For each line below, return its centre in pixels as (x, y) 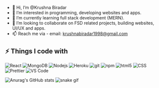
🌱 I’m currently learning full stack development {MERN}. (68, 18)
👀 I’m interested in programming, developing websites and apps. (77, 13)
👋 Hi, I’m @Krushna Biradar (39, 8)
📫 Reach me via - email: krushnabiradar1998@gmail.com (70, 34)
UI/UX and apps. (29, 28)
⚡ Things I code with (37, 51)
